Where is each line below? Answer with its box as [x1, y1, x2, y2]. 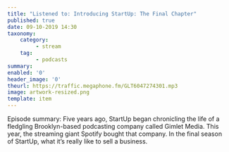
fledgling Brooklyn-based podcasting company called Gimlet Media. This [7, 122, 219, 130]
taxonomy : [7, 30, 37, 37]
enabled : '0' [7, 69, 46, 76]
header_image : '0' [7, 75, 61, 83]
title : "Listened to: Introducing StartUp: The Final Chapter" [7, 10, 197, 18]
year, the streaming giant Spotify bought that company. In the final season [7, 129, 223, 138]
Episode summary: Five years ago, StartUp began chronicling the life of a [7, 115, 220, 123]
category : [20, 37, 49, 44]
